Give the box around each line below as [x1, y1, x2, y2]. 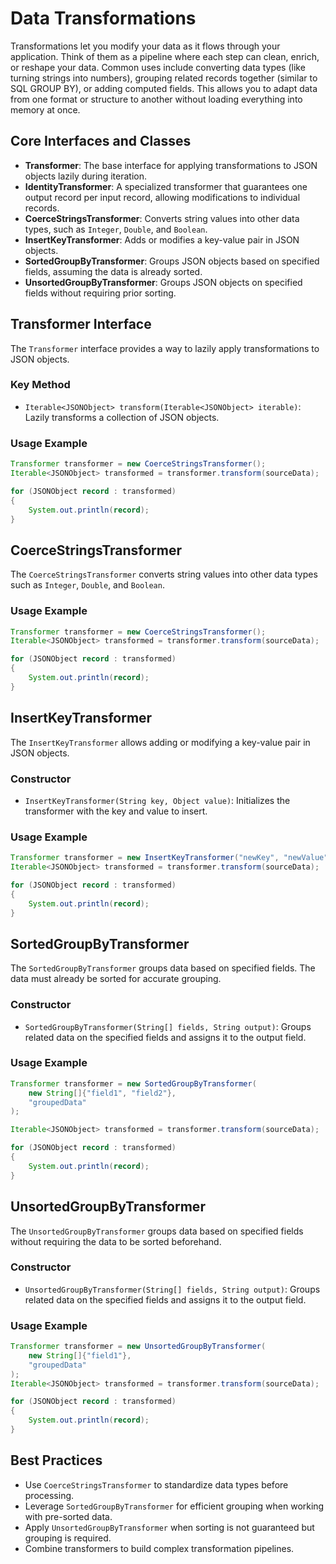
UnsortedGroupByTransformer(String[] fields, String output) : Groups [24, 1283, 321, 1295]
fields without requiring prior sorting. [24, 287, 177, 299]
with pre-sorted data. [24, 1510, 113, 1522]
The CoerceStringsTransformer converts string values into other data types [10, 568, 318, 581]
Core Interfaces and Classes [10, 133, 192, 150]
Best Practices [10, 1452, 103, 1469]
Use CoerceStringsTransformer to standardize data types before [24, 1478, 289, 1491]
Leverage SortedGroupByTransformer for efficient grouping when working [24, 1500, 325, 1512]
